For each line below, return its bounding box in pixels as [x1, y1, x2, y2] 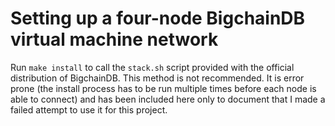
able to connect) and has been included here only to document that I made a [10, 93, 326, 105]
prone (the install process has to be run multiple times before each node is [10, 82, 317, 94]
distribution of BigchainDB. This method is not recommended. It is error [10, 72, 305, 84]
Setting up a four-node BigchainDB [10, 7, 306, 30]
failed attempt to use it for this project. [10, 103, 168, 116]
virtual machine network [10, 28, 219, 51]
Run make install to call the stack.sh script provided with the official [10, 61, 295, 73]
